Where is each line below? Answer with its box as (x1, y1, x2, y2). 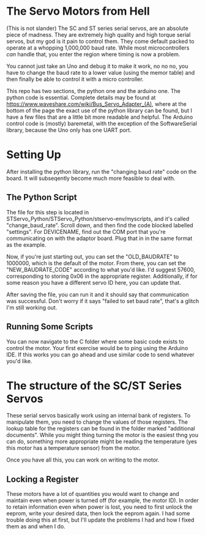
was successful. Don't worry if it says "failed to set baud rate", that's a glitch (6, 297, 199, 304)
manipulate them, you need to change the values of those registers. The (6, 418, 188, 426)
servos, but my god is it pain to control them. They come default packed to (6, 37, 195, 45)
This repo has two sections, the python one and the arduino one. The (6, 87, 181, 94)
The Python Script (6, 192, 78, 203)
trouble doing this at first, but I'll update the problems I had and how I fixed (6, 516, 195, 524)
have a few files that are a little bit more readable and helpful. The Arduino (6, 113, 193, 121)
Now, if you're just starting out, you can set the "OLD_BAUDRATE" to (6, 253, 179, 260)
